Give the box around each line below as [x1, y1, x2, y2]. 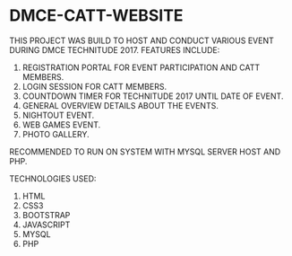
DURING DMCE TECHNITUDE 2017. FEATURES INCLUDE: [9, 44, 220, 55]
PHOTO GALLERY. [21, 128, 90, 139]
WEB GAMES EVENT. [21, 119, 101, 130]
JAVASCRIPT [21, 219, 71, 230]
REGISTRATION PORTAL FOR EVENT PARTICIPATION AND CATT [21, 62, 261, 73]
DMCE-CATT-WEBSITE [9, 5, 184, 26]
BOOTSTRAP [21, 209, 71, 220]
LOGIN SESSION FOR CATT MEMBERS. [21, 81, 167, 92]
